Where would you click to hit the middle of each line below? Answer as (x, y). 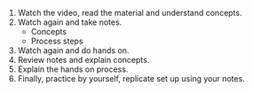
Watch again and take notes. (70, 22)
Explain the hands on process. (73, 69)
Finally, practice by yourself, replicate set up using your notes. (131, 78)
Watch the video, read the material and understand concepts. (130, 13)
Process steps (57, 41)
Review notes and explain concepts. (83, 60)
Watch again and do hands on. (73, 50)
